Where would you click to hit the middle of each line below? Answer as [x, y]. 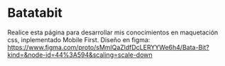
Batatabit [35, 13]
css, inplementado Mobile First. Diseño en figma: [79, 39]
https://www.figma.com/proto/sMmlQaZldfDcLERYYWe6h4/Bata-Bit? [108, 47]
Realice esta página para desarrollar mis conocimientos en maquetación [113, 32]
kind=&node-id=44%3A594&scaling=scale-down [80, 55]
